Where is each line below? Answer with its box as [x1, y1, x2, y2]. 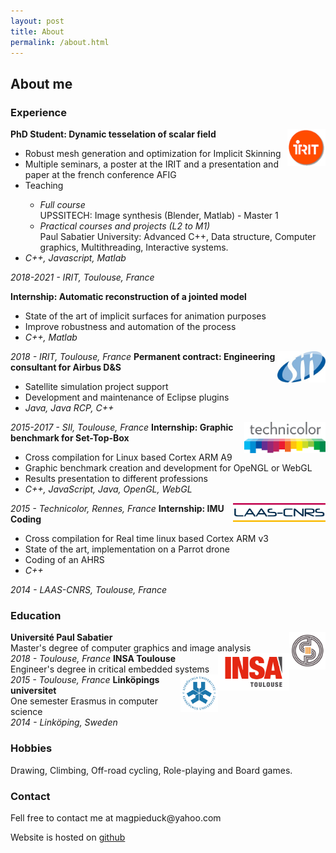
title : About [10, 26, 65, 37]
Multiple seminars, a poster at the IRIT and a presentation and [24, 158, 279, 170]
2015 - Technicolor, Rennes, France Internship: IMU [10, 503, 225, 515]
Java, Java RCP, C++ [24, 402, 115, 414]
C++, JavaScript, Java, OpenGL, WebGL [24, 483, 193, 495]
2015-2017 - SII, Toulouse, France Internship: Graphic [10, 421, 234, 434]
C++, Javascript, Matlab [24, 252, 127, 264]
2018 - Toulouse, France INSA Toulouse [10, 653, 177, 665]
